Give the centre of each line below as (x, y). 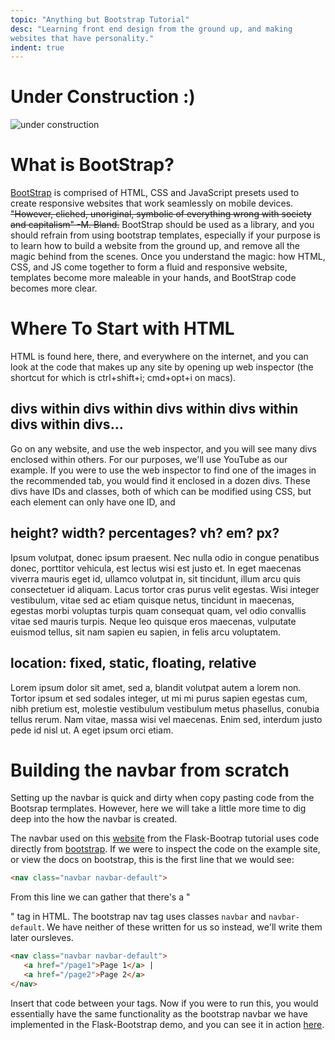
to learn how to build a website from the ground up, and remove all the (155, 246)
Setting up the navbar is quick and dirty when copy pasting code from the (162, 798)
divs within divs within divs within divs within (154, 409)
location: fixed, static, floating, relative (133, 663)
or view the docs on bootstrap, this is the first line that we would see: (152, 860)
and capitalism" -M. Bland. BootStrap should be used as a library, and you (162, 225)
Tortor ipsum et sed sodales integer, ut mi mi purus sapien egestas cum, (159, 698)
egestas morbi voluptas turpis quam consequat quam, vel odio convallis (158, 610)
